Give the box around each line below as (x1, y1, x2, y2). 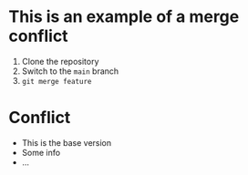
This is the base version (21, 137, 112, 148)
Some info (21, 147, 61, 158)
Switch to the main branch (21, 66, 119, 77)
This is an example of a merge (8, 6, 240, 27)
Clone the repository (21, 56, 99, 67)
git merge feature (21, 77, 92, 86)
